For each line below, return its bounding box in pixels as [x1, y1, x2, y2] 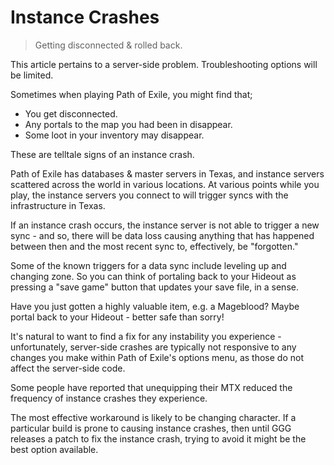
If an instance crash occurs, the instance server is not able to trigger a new [10, 219, 320, 231]
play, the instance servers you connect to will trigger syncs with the [10, 189, 289, 201]
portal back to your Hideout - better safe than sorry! [10, 311, 225, 323]
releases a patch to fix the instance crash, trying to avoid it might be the [10, 432, 307, 445]
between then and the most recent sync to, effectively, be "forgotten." [10, 240, 299, 252]
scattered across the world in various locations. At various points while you [10, 178, 320, 190]
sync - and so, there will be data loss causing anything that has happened [10, 229, 315, 241]
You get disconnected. [24, 107, 118, 120]
